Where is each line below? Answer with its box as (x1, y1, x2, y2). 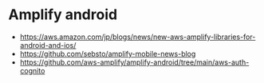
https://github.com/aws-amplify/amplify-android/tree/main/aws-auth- (19, 57, 250, 67)
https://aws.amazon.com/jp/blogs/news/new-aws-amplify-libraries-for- (19, 32, 256, 41)
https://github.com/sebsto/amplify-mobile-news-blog (19, 49, 196, 58)
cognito (19, 65, 45, 75)
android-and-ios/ (19, 40, 77, 49)
